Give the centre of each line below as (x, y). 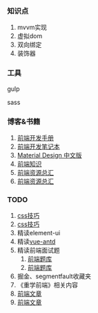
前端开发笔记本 (38, 146)
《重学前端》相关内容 (47, 285)
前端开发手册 (35, 137)
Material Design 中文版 (49, 155)
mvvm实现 (32, 27)
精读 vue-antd (36, 242)
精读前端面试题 (38, 251)
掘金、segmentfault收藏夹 (54, 276)
